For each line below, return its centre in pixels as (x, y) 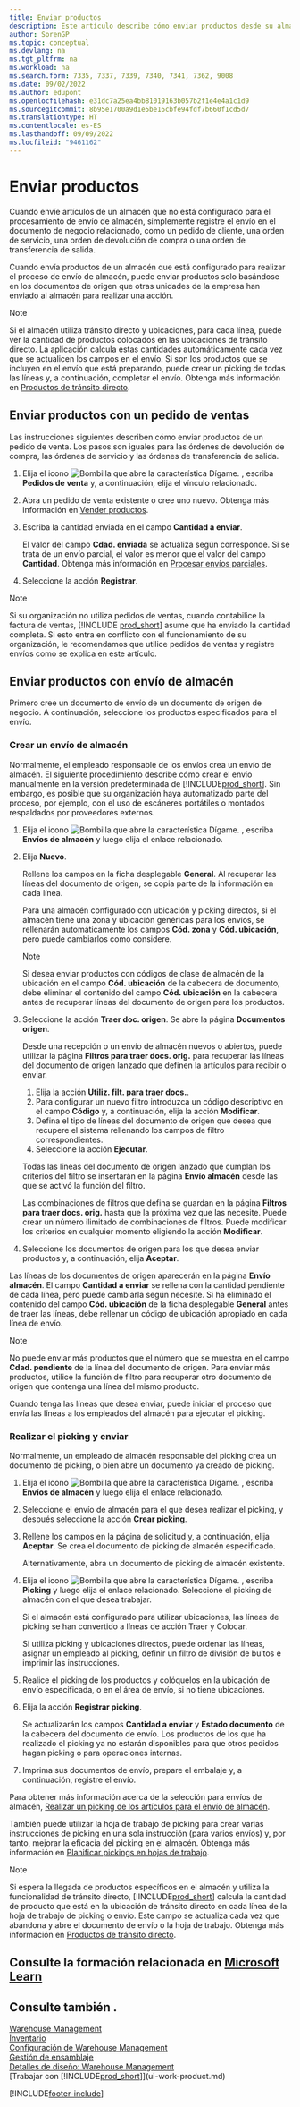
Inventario (28, 2038)
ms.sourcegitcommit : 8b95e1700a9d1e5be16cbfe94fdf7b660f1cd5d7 (129, 109)
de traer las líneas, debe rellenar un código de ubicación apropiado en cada (148, 1313)
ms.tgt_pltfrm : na (43, 59)
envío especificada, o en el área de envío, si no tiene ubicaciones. (143, 1689)
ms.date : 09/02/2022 (48, 84)
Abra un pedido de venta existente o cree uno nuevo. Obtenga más (146, 500)
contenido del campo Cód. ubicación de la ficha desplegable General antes (149, 1304)
